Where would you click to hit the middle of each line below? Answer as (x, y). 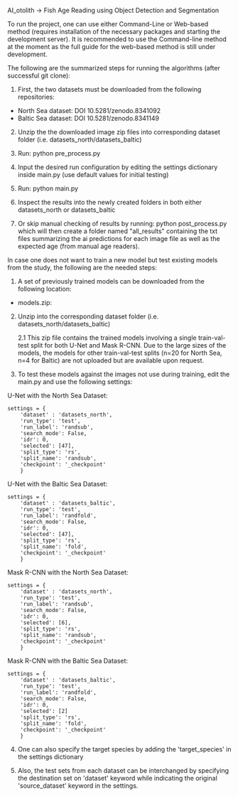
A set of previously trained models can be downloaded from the (111, 281)
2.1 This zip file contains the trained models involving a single (107, 338)
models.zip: (34, 303)
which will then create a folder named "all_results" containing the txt (118, 231)
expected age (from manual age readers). (79, 246)
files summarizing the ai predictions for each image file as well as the (119, 239)
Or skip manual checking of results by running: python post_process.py (122, 224)
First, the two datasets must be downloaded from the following (109, 89)
